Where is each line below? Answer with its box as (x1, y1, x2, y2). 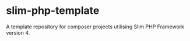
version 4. (6, 29, 30, 36)
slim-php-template (6, 4, 100, 17)
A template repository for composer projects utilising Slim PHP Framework (6, 23, 185, 30)
